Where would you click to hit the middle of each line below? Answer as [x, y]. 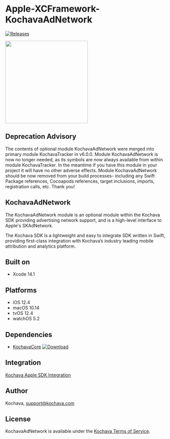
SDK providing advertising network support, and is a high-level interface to [83, 220]
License [18, 419]
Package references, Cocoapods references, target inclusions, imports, [80, 181]
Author [16, 391]
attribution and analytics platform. [41, 246]
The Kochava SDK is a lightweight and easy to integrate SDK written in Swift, [85, 235]
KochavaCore [27, 347]
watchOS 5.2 [26, 319]
